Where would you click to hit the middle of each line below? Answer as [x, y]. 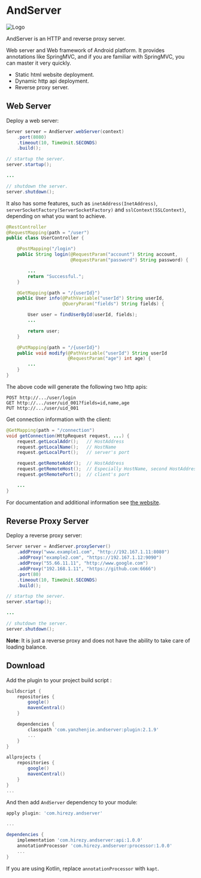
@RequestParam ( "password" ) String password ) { [129, 260]
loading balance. [27, 647]
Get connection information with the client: [59, 419]
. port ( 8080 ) [32, 137]
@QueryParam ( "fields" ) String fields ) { [113, 304]
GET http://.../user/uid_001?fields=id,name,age [68, 403]
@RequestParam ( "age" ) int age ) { [109, 359]
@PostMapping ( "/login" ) [47, 249]
